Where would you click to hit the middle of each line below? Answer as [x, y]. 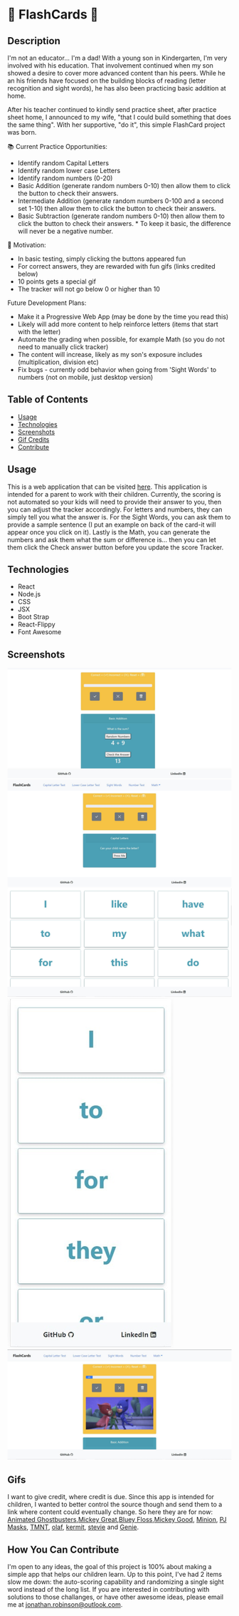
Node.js [29, 594]
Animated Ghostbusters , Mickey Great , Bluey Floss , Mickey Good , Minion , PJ [117, 1520]
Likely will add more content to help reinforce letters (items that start [118, 324]
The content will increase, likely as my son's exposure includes [110, 354]
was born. [22, 132]
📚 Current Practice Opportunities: [58, 146]
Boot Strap [33, 617]
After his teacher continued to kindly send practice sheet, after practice [112, 109]
